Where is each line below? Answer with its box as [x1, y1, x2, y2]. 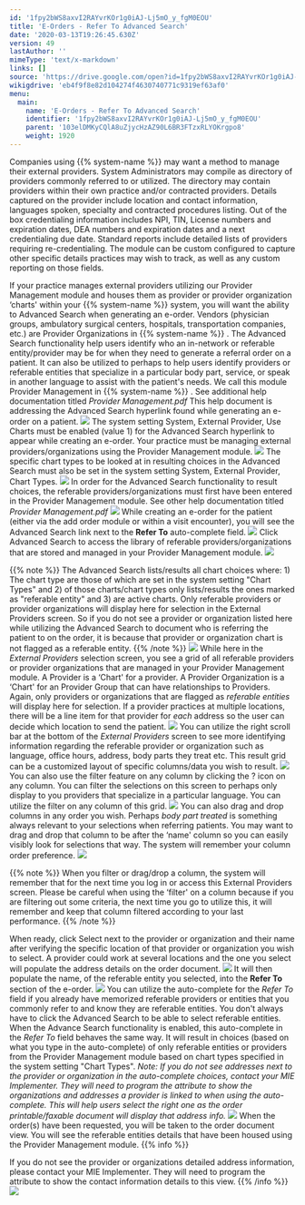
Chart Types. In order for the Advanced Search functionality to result [9, 475, 278, 486]
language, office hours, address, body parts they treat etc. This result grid [9, 749, 286, 760]
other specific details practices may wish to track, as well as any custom [9, 252, 280, 263]
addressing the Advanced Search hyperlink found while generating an [9, 405, 271, 416]
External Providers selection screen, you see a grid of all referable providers [9, 652, 295, 663]
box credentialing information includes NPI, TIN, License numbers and [9, 214, 271, 225]
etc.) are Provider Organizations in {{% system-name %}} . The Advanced [9, 328, 287, 338]
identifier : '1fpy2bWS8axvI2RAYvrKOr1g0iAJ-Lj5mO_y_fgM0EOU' [25, 114, 261, 123]
